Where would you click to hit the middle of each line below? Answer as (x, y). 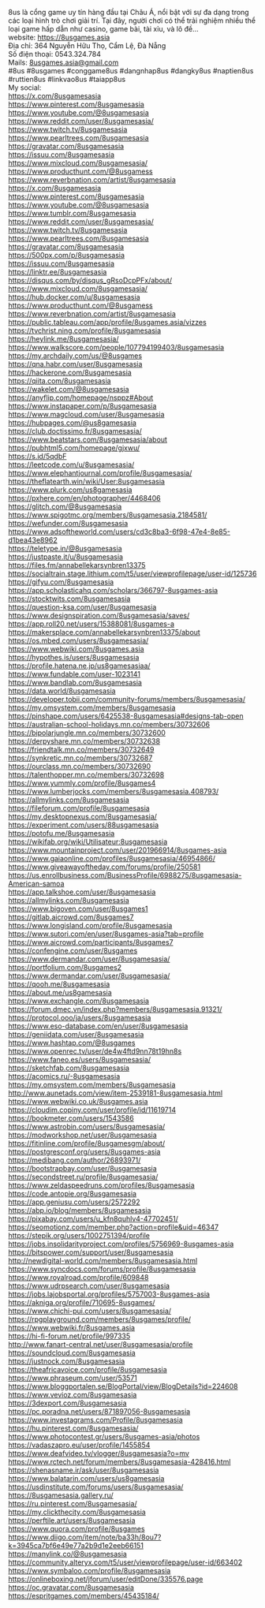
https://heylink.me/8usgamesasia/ (64, 339)
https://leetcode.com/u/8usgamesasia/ (71, 464)
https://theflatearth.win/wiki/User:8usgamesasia (87, 481)
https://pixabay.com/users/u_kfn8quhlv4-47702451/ (93, 1219)
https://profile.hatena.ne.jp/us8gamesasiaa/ (80, 666)
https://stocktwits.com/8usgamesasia (69, 599)
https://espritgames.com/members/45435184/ (84, 1596)
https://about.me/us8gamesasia (60, 992)
